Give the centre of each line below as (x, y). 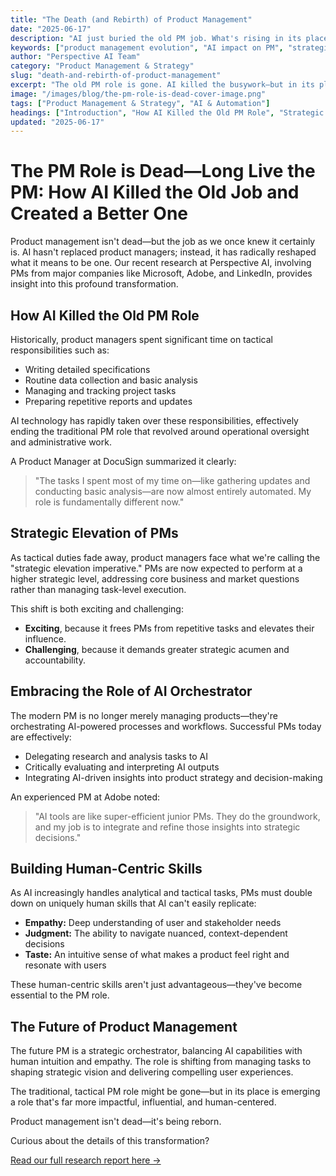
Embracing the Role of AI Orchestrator (131, 691)
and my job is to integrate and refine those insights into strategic (167, 827)
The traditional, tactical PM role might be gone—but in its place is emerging (165, 1092)
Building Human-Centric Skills (106, 869)
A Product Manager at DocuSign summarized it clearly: (123, 461)
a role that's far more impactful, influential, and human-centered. (143, 1102)
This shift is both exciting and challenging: (97, 608)
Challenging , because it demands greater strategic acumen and (157, 649)
